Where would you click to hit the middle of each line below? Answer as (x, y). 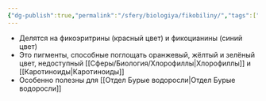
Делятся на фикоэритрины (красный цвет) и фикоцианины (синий (131, 38)
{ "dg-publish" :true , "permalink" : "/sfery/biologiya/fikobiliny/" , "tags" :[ (132, 15)
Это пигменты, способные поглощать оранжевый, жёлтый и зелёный (137, 54)
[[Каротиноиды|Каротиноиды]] (71, 71)
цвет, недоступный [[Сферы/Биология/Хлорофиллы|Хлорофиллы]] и (135, 63)
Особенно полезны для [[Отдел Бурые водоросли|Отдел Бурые (127, 80)
